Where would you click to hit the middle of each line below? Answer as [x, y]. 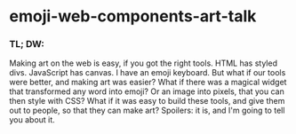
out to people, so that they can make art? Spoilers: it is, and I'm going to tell [147, 110]
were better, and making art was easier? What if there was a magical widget [148, 83]
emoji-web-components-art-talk [133, 16]
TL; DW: [27, 44]
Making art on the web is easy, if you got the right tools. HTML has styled [144, 63]
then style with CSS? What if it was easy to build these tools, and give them [147, 101]
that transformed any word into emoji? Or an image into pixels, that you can [147, 91]
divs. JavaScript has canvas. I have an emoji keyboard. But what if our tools [148, 73]
